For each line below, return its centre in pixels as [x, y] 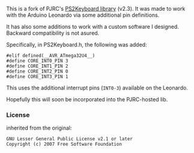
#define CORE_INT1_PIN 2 [37, 66]
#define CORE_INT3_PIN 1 [37, 77]
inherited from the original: [39, 128]
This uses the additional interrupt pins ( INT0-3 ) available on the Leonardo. [97, 88]
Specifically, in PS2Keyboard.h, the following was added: [77, 45]
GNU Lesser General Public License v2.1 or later [70, 139]
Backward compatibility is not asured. [53, 33]
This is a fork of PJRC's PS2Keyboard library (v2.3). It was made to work [96, 9]
